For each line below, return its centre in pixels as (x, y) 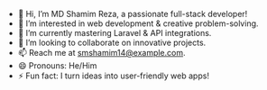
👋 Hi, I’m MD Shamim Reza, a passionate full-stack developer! (133, 14)
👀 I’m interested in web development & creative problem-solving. (138, 23)
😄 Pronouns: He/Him (57, 66)
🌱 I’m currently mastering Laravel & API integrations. (115, 33)
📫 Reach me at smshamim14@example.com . (102, 53)
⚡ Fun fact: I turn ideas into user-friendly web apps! (114, 76)
